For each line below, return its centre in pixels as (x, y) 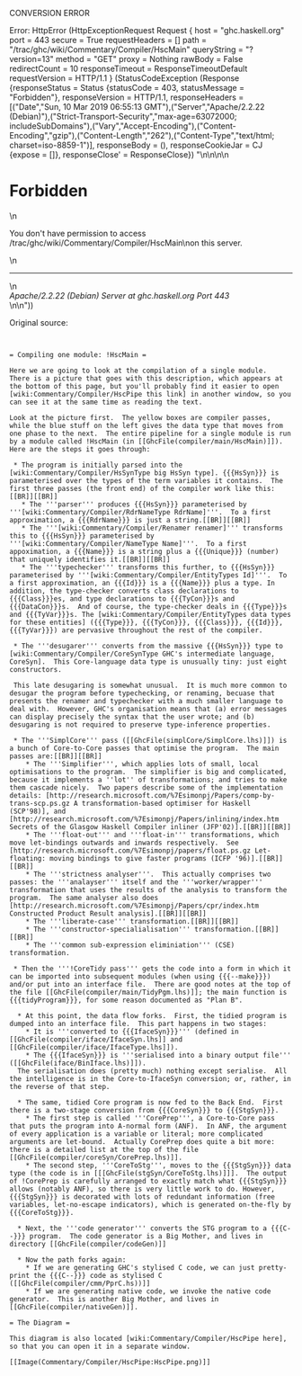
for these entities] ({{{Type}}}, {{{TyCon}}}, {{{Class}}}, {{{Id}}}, (146, 622)
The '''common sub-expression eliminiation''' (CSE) (134, 945)
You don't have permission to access (78, 233)
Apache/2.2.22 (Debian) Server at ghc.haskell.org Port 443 (120, 295)
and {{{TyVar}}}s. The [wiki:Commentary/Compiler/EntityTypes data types (151, 614)
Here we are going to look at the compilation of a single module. (138, 371)
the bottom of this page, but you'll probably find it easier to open (144, 386)
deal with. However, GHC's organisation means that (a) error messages (148, 709)
